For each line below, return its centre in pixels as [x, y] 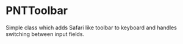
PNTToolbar [37, 11]
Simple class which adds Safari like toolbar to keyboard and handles [91, 28]
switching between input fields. [45, 34]
